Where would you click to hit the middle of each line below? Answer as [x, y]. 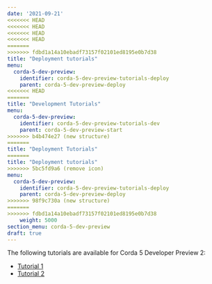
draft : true [24, 233]
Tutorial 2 [31, 274]
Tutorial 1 [30, 266]
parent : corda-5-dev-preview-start [71, 130]
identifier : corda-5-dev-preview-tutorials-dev [90, 123]
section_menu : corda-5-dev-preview [59, 226]
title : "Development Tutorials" [54, 104]
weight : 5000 [39, 220]
